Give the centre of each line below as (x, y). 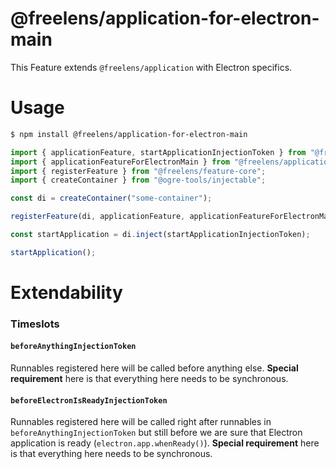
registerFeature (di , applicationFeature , (98, 217)
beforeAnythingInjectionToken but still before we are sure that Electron (156, 433)
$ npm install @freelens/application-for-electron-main (129, 134)
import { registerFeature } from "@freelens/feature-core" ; (138, 171)
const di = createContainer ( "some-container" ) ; (111, 198)
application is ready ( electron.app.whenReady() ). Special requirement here (165, 443)
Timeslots (35, 324)
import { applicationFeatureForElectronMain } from (120, 162)
